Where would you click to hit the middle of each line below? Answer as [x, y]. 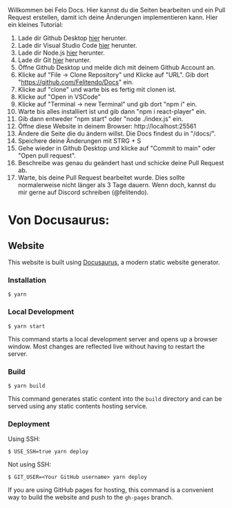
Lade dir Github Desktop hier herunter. [72, 38]
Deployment [29, 424]
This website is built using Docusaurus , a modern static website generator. [114, 262]
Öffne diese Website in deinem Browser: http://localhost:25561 [107, 126]
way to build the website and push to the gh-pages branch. [90, 498]
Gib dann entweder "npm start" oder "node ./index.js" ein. [100, 119]
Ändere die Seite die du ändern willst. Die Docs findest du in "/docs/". [117, 133]
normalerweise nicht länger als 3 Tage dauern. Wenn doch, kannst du [117, 185]
